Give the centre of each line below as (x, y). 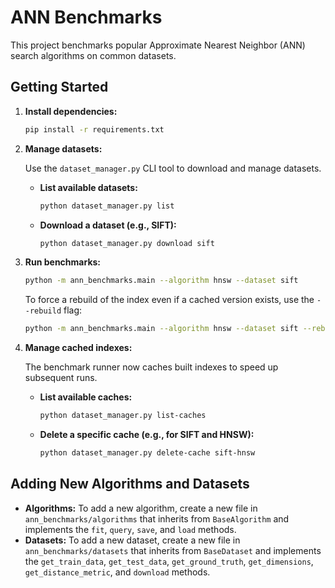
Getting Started (59, 87)
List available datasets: (88, 187)
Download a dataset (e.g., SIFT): (108, 225)
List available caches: (86, 397)
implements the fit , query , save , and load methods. (130, 529)
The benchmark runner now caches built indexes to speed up (151, 367)
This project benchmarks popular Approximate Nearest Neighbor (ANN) (158, 45)
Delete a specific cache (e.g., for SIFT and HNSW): (147, 434)
